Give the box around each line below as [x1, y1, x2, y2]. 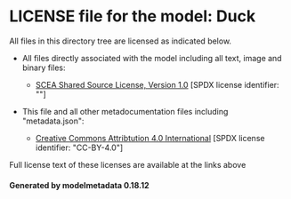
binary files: [21, 62, 66, 73]
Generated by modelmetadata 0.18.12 [9, 179, 150, 190]
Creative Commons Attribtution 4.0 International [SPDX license [35, 132, 265, 143]
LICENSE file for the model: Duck [9, 6, 256, 27]
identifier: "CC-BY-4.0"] [35, 142, 124, 153]
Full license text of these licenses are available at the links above [9, 159, 247, 170]
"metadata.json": [21, 115, 85, 126]
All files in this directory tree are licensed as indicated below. [9, 36, 232, 46]
